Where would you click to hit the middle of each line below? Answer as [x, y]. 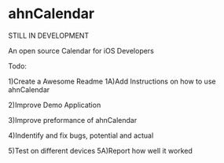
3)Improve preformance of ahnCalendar [73, 120]
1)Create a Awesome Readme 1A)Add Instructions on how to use [112, 81]
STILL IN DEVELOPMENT [49, 35]
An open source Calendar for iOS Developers [81, 50]
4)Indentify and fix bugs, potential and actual [81, 135]
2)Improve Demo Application [55, 105]
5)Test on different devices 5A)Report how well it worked [100, 150]
